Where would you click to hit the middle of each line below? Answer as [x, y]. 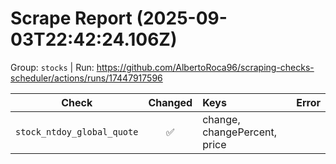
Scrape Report [71, 18]
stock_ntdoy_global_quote [77, 131]
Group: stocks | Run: [52, 67]
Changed [170, 102]
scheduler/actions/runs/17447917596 [86, 78]
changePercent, [240, 132]
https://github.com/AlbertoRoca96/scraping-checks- [205, 67]
